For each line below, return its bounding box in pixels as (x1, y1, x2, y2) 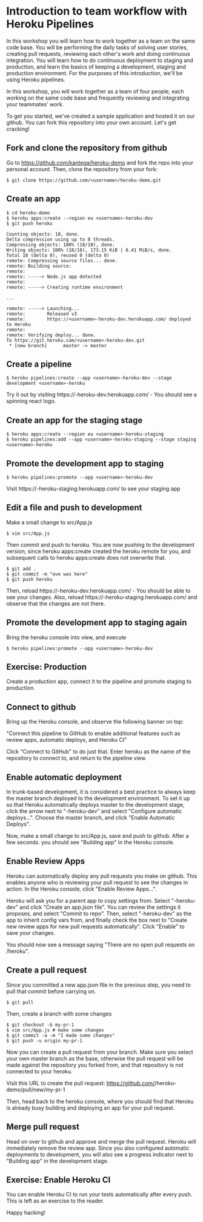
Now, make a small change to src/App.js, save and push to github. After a (6, 832, 189, 840)
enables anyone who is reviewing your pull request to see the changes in (6, 878, 188, 886)
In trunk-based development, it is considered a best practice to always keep (6, 788, 196, 796)
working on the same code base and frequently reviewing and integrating (6, 94, 190, 101)
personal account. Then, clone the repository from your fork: (6, 165, 158, 172)
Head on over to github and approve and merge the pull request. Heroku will (6, 1138, 196, 1145)
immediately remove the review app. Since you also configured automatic (6, 1144, 190, 1152)
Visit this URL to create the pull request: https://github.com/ (6, 1079, 155, 1087)
